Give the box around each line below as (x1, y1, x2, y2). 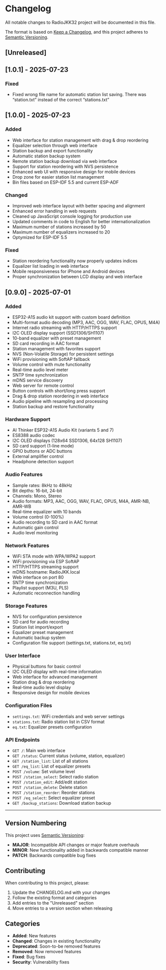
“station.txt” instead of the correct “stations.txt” (12, 97, 110, 103)
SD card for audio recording (12, 619, 69, 625)
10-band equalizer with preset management (12, 335, 101, 341)
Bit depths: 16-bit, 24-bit (12, 487, 63, 493)
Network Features (5, 542, 49, 549)
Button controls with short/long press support (12, 388, 105, 393)
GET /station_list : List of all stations (12, 758, 88, 764)
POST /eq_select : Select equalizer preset (12, 795, 95, 801)
